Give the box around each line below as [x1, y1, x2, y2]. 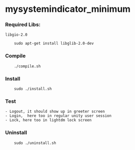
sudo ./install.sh [14, 87, 52, 92]
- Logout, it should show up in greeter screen [5, 109, 105, 114]
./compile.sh [14, 63, 41, 69]
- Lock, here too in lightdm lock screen [5, 118, 92, 123]
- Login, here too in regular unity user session [5, 113, 112, 118]
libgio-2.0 [5, 32, 28, 38]
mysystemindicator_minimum [5, 3, 131, 15]
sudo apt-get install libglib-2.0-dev [14, 41, 94, 46]
